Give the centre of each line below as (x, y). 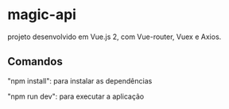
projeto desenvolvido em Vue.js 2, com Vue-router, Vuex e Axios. (114, 37)
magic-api (42, 15)
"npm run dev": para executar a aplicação (76, 96)
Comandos (35, 62)
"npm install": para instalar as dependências (80, 80)
